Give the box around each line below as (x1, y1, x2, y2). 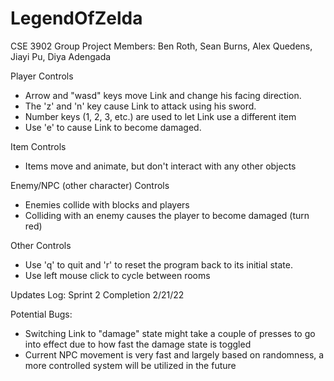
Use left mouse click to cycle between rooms (24, 269, 211, 281)
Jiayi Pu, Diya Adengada (10, 50, 112, 62)
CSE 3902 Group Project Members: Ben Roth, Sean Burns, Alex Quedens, (10, 40, 313, 52)
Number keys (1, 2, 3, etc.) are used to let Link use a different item (24, 110, 297, 122)
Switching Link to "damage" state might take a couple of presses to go (24, 327, 316, 339)
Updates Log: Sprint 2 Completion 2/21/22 (10, 288, 185, 301)
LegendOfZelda (10, 7, 143, 30)
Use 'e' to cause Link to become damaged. (24, 121, 202, 133)
